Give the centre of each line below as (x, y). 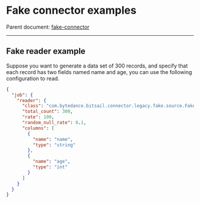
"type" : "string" (54, 145)
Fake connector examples (71, 10)
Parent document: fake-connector (48, 27)
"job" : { (22, 95)
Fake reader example (46, 51)
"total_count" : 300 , (47, 112)
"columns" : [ (38, 128)
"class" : (33, 106)
